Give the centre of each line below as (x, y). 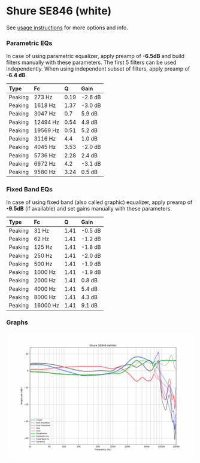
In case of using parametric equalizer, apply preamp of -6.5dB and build (95, 56)
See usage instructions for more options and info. (67, 28)
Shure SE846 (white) (59, 11)
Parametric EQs (29, 43)
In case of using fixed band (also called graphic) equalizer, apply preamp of (99, 202)
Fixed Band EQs (29, 189)
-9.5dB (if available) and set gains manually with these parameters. (89, 209)
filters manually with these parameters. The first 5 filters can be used (91, 63)
